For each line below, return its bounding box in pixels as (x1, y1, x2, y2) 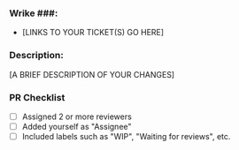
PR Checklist (9, 91, 66, 103)
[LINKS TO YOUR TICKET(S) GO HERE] (21, 27, 165, 38)
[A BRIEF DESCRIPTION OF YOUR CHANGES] (9, 69, 175, 79)
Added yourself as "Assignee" (21, 121, 132, 131)
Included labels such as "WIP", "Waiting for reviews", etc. (21, 131, 231, 142)
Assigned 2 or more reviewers (21, 111, 133, 122)
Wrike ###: (9, 7, 58, 19)
